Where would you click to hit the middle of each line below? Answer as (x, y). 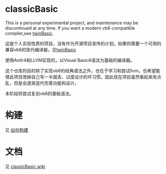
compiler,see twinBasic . (29, 33)
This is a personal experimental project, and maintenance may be (72, 23)
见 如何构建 (17, 130)
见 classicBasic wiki (25, 166)
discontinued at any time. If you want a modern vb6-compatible (70, 28)
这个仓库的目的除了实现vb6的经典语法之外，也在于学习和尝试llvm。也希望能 (83, 71)
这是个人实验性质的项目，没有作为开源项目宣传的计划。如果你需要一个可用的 (83, 43)
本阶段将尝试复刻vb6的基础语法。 (40, 93)
